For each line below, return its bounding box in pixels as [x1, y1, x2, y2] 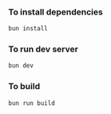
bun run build [8, 99, 56, 107]
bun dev [8, 62, 34, 70]
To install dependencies [8, 6, 104, 18]
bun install [8, 25, 48, 33]
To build [8, 81, 41, 92]
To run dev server [8, 43, 78, 55]
